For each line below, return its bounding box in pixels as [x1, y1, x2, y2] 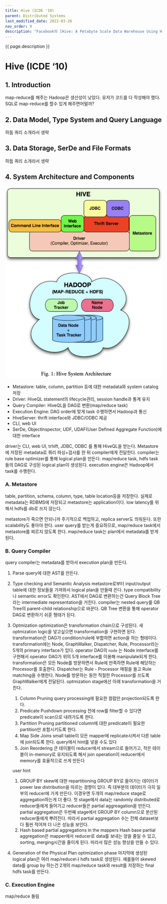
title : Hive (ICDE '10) [5, 8, 55, 13]
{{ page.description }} [5, 43, 50, 49]
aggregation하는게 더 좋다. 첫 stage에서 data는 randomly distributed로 [19, 797, 161, 803]
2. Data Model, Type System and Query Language [5, 115, 162, 124]
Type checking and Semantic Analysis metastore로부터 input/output [12, 581, 151, 587]
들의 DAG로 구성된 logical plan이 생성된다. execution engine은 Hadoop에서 [5, 462, 154, 468]
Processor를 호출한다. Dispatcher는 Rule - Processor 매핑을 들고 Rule [12, 666, 152, 672]
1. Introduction [5, 80, 51, 89]
